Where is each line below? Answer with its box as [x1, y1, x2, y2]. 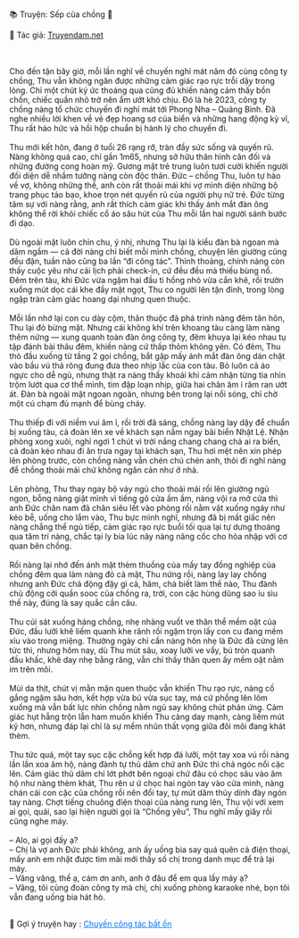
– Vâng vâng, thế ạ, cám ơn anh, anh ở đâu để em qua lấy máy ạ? [9, 873, 248, 884]
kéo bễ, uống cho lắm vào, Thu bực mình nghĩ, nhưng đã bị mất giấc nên [9, 512, 276, 523]
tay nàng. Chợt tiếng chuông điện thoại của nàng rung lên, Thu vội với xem [9, 797, 284, 808]
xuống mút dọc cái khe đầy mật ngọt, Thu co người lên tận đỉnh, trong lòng [9, 284, 285, 295]
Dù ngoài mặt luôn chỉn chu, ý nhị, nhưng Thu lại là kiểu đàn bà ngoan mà [9, 237, 279, 247]
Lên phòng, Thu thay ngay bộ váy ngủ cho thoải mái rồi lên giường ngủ [9, 483, 270, 494]
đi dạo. [9, 218, 36, 228]
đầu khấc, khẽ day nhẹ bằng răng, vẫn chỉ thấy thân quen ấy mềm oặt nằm [9, 655, 284, 665]
